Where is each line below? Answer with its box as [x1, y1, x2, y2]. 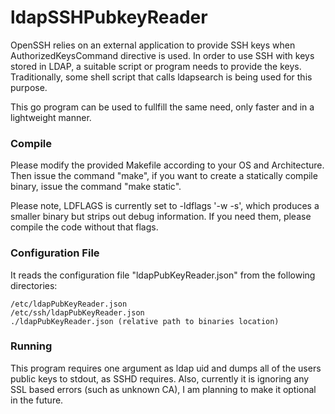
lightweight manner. [10, 111, 92, 123]
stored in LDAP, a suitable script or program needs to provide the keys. [10, 60, 302, 72]
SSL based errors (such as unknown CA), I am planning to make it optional [10, 383, 317, 395]
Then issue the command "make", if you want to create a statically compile [10, 170, 318, 182]
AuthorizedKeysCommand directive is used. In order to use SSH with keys [10, 49, 315, 61]
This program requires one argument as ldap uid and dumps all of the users [10, 362, 322, 374]
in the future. [10, 394, 64, 406]
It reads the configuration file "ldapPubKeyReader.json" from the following [10, 269, 316, 281]
